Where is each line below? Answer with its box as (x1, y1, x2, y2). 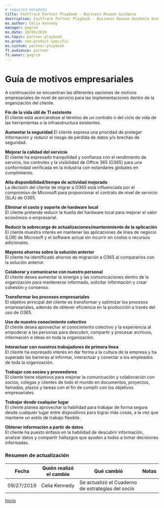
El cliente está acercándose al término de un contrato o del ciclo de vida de (5, 115, 157, 121)
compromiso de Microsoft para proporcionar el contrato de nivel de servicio (5, 190, 158, 196)
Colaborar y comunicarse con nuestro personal (5, 269, 103, 275)
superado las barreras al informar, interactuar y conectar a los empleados (5, 354, 153, 360)
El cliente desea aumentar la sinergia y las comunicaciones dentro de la (5, 274, 149, 280)
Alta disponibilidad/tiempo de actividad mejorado (5, 179, 108, 185)
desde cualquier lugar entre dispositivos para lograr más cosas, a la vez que (5, 409, 159, 415)
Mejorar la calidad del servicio (5, 149, 68, 155)
